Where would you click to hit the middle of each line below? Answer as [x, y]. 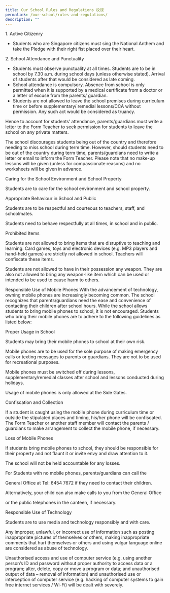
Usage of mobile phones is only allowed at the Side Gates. [66, 393]
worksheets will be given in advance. [44, 169]
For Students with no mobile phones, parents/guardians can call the [76, 473]
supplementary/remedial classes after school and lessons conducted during [84, 378]
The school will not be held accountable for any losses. [63, 463]
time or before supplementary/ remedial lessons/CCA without [77, 106]
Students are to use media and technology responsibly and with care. [78, 522]
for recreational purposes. [32, 362]
